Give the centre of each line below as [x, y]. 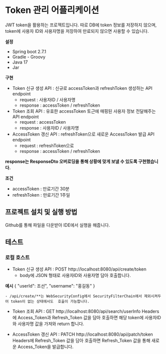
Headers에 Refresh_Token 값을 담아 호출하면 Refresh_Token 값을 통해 [81, 341]
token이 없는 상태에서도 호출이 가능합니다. [50, 302]
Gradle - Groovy [29, 57]
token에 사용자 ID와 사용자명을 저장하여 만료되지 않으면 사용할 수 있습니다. [77, 31]
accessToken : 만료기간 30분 [41, 189]
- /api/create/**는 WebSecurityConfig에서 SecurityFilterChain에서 [74, 296]
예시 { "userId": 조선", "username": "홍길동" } [50, 286]
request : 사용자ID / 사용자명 [48, 99]
